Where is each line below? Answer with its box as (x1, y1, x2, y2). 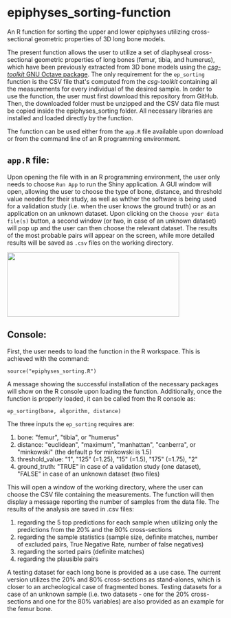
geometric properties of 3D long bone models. (34, 34, 166, 43)
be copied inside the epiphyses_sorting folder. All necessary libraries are (7, 107, 213, 115)
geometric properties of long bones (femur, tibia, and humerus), (34, 55, 215, 63)
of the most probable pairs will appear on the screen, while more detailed (7, 231, 214, 239)
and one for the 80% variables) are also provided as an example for (32, 597, 224, 606)
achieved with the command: (7, 354, 89, 362)
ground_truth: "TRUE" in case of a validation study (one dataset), (16, 462, 201, 470)
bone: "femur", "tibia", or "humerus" (16, 433, 120, 441)
